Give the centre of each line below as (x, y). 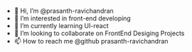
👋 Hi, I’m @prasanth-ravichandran (64, 11)
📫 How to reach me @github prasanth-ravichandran (91, 41)
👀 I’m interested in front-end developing (73, 18)
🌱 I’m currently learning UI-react (61, 26)
